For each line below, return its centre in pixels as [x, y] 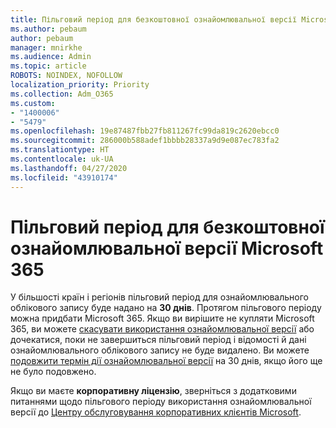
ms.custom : [33, 103]
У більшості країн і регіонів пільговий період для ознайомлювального [159, 297]
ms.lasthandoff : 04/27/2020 [69, 168]
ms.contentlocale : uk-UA [62, 159]
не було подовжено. [53, 372]
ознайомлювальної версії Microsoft [167, 248]
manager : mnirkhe [46, 47]
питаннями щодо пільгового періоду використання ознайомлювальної [161, 402]
